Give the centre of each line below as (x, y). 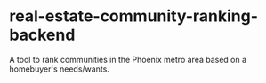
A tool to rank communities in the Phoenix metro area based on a (128, 59)
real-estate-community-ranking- (134, 16)
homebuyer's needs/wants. (59, 69)
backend (42, 35)
